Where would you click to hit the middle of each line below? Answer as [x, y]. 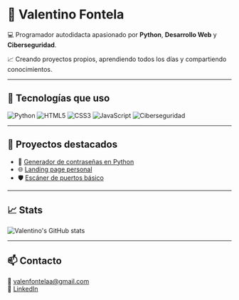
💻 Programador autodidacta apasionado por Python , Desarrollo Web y [112, 34]
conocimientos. [30, 69]
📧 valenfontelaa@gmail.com [48, 282]
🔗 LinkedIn [23, 289]
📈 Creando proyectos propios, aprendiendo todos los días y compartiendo [117, 59]
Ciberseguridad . [32, 45]
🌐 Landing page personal [55, 169]
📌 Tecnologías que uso [59, 98]
